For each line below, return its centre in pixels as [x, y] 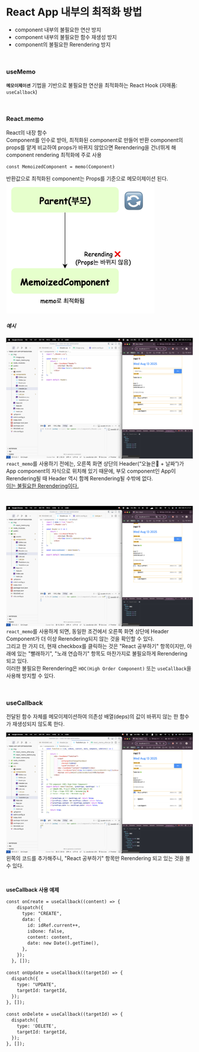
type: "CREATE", [42, 913]
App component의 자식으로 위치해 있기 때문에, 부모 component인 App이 [91, 471]
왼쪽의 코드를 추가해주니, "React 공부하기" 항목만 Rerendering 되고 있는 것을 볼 [98, 858]
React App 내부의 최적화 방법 [74, 12]
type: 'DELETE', [37, 1026]
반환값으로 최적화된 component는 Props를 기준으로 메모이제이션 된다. [87, 178]
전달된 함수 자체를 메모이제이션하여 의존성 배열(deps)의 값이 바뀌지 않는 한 [92, 717]
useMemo [21, 72]
